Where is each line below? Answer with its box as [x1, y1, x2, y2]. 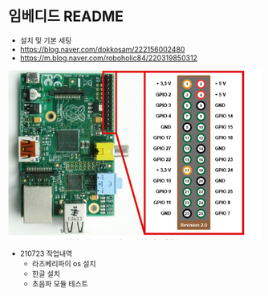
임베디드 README [8, 7, 124, 26]
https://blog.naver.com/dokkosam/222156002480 [19, 44, 185, 54]
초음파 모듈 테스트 [31, 279, 88, 289]
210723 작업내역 [19, 249, 73, 258]
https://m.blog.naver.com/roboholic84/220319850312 [19, 53, 198, 63]
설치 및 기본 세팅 [19, 35, 72, 45]
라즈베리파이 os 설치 [31, 259, 96, 269]
